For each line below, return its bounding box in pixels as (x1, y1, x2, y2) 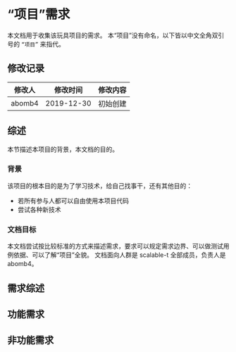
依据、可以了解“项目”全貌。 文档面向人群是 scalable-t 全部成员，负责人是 (13, 251, 226, 259)
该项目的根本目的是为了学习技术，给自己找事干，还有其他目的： (7, 181, 192, 190)
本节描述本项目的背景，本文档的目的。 (7, 145, 118, 153)
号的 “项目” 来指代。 (7, 39, 65, 48)
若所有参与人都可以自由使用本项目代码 (17, 196, 129, 205)
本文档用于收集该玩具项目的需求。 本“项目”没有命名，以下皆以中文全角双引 (7, 31, 225, 39)
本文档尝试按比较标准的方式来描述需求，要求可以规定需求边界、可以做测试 (7, 242, 223, 251)
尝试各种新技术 (17, 205, 61, 213)
